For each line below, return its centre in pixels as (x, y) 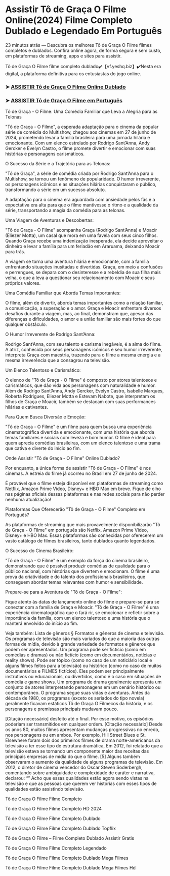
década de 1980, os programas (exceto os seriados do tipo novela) (75, 698)
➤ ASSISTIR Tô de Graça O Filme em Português (64, 100)
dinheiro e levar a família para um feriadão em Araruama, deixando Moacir (83, 246)
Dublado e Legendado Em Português (83, 31)
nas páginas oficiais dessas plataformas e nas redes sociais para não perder (85, 494)
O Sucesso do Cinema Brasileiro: (39, 551)
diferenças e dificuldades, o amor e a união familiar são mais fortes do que (83, 319)
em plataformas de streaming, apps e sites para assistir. (63, 56)
